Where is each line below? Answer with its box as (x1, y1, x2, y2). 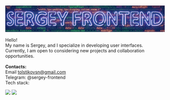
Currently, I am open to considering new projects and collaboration (5, 48, 145, 53)
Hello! (5, 37, 18, 43)
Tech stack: (5, 80, 29, 85)
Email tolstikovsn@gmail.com (5, 69, 66, 75)
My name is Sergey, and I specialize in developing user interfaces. (5, 42, 143, 48)
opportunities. (5, 53, 34, 59)
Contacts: (5, 64, 27, 69)
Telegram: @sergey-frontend (5, 74, 66, 80)
